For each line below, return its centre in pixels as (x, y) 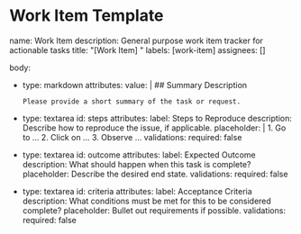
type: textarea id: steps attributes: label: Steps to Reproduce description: (157, 118)
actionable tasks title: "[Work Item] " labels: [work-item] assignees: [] (137, 49)
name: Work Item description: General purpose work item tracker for (137, 40)
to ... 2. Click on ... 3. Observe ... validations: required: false (132, 137)
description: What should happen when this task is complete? (137, 164)
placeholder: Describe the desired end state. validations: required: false (155, 174)
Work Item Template (87, 16)
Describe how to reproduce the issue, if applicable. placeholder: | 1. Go (154, 128)
